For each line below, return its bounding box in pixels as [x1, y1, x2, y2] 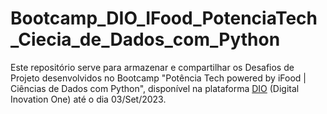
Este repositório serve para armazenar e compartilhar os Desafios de [10, 61, 295, 73]
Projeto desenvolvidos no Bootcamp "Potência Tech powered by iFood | [10, 72, 307, 84]
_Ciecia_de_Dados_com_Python [10, 28, 281, 51]
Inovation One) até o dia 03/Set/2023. [10, 93, 167, 105]
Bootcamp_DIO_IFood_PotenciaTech [10, 7, 318, 30]
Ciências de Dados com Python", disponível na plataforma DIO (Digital [10, 82, 300, 94]
